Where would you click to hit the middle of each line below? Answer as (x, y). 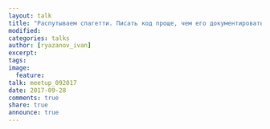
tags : (17, 61)
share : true (28, 105)
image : (19, 68)
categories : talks (39, 38)
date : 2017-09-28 (37, 90)
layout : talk (30, 16)
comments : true (34, 98)
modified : (25, 30)
